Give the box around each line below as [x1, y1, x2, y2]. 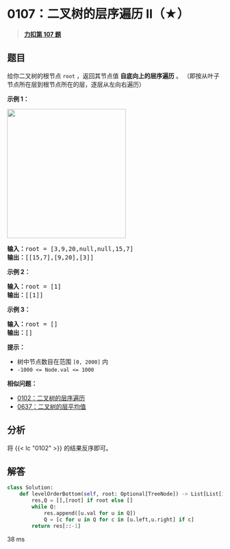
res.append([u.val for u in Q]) [43, 509, 136, 517]
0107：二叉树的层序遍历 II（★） [7, 6, 190, 22]
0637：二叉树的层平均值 [16, 402, 86, 411]
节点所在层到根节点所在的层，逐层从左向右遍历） [7, 80, 145, 88]
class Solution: [7, 484, 53, 491]
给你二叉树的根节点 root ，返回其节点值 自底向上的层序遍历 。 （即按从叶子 [7, 71, 220, 79]
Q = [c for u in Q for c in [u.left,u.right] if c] [43, 516, 194, 523]
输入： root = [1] [7, 282, 62, 290]
